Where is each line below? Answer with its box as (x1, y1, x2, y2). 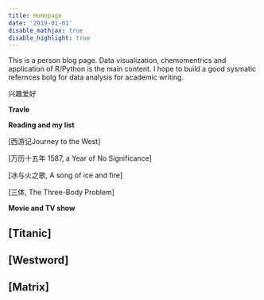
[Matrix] (8, 280, 49, 294)
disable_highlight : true (8, 33, 91, 42)
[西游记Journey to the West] (8, 137, 101, 146)
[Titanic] (8, 226, 52, 240)
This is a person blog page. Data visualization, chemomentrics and (8, 56, 227, 65)
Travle (8, 105, 30, 115)
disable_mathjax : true (8, 26, 83, 34)
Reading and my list (8, 120, 75, 130)
